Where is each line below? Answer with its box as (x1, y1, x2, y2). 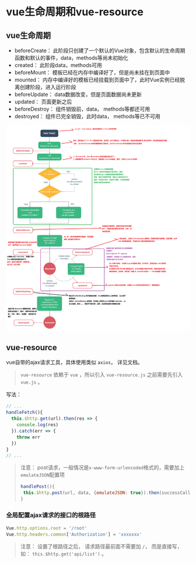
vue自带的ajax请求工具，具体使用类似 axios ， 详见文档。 (6, 359, 143, 366)
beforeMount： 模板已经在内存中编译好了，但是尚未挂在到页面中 (14, 69, 170, 76)
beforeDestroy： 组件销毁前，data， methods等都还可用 (14, 106, 150, 112)
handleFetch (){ (6, 410, 43, 416)
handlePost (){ (20, 483, 55, 490)
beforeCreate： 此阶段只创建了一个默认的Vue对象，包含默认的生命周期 (14, 47, 185, 54)
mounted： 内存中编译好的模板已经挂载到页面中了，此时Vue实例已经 (14, 77, 180, 83)
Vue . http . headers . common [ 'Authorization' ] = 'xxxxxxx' (6, 531, 142, 538)
